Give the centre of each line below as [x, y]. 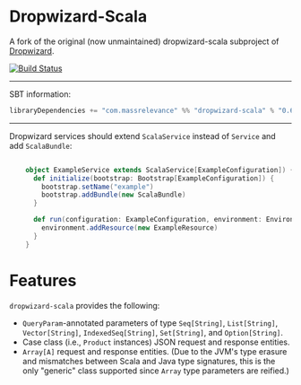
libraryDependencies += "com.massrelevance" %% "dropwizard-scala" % [142, 110]
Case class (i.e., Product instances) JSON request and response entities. [156, 342]
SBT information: [40, 94]
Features [43, 280]
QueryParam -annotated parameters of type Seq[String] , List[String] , [150, 323]
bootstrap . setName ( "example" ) [98, 187]
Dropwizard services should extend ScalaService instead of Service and [142, 136]
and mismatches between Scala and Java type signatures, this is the [149, 361]
